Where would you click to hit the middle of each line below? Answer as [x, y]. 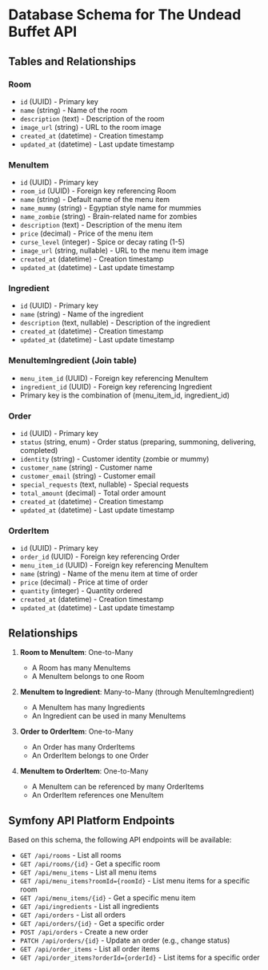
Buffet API [43, 32]
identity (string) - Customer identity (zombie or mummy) [114, 459]
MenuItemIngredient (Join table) [73, 361]
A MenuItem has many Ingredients [88, 708]
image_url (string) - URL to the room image [90, 127]
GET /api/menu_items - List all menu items [88, 872]
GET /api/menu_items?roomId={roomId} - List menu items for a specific [135, 880]
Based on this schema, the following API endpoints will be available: [120, 839]
